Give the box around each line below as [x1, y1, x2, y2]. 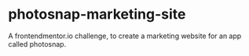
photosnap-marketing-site [8, 5, 186, 23]
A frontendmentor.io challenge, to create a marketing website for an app [8, 31, 242, 40]
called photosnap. [8, 39, 67, 48]
